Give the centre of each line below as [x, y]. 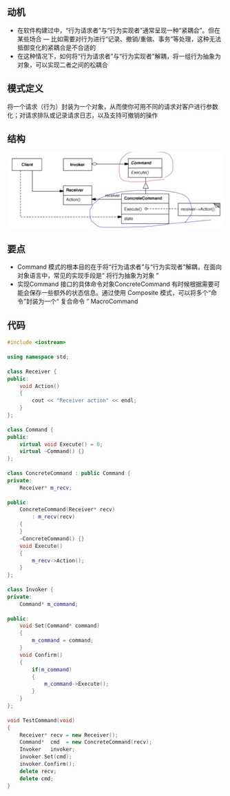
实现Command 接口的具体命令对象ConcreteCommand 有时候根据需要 [116, 284]
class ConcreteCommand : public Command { [69, 473]
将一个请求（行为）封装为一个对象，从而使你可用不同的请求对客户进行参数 [113, 106]
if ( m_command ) [52, 670]
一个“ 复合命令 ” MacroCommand [91, 301]
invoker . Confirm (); [48, 764]
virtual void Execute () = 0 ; [61, 444]
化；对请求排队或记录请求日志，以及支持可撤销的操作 [83, 115]
